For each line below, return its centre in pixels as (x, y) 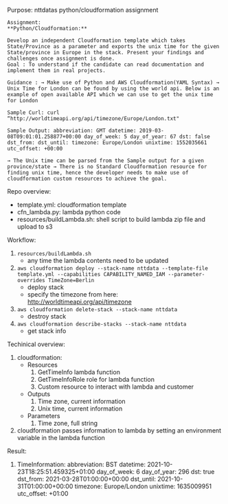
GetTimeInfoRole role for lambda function (96, 379)
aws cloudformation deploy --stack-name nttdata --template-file (112, 268)
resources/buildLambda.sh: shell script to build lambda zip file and (111, 219)
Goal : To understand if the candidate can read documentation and (106, 65)
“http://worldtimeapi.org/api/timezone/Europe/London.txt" (93, 119)
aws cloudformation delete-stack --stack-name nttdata (97, 310)
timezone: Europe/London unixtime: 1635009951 (143, 486)
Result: (17, 451)
